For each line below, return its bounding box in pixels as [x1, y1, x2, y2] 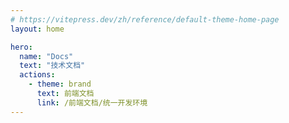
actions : [19, 70, 56, 80]
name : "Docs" [19, 51, 74, 61]
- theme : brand [28, 79, 92, 90]
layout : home [10, 24, 65, 34]
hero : [10, 42, 33, 52]
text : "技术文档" [19, 61, 86, 71]
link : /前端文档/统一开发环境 [36, 97, 148, 108]
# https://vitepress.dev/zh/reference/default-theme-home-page [10, 14, 280, 25]
